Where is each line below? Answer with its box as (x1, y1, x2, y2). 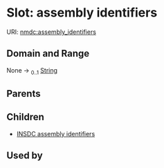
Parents (6, 88, 41, 100)
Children (6, 111, 44, 123)
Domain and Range (6, 48, 90, 59)
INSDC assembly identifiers (16, 129, 95, 138)
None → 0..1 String (6, 66, 58, 76)
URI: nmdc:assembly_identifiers (6, 28, 96, 36)
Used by (6, 150, 43, 162)
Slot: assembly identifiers (6, 5, 158, 21)
